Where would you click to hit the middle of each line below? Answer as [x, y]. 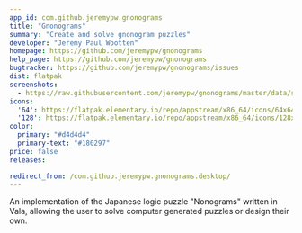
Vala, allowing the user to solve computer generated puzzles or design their [149, 211]
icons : [22, 101]
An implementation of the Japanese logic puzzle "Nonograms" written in [144, 202]
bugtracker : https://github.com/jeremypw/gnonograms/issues [124, 68]
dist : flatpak [36, 76]
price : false [34, 151]
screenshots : [34, 85]
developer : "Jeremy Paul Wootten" [74, 43]
